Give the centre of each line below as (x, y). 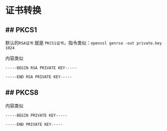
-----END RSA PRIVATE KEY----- (39, 77)
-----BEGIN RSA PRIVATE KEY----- (41, 68)
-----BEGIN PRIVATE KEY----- (36, 115)
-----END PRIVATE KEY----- (34, 124)
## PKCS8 (22, 93)
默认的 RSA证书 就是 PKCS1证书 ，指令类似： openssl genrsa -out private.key (84, 43)
